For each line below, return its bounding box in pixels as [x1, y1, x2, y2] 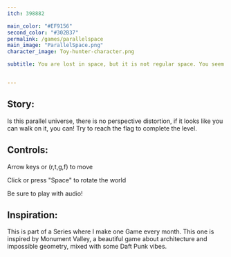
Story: [7, 98, 35, 111]
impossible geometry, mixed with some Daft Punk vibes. [7, 242, 167, 251]
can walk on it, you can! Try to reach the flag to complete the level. [7, 124, 197, 132]
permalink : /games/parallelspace [7, 35, 104, 42]
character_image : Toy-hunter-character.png [7, 48, 135, 55]
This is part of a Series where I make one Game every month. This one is [7, 227, 214, 236]
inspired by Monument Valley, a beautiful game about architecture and [7, 235, 207, 243]
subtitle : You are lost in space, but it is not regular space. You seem [7, 61, 225, 68]
